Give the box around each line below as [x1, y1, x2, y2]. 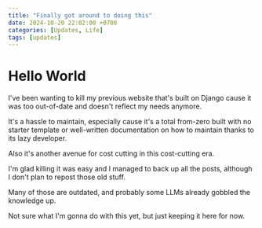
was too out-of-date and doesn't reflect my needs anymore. [8, 101, 202, 111]
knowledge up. [8, 196, 56, 205]
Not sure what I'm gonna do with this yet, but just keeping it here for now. [8, 211, 246, 221]
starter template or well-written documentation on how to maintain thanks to [8, 125, 255, 134]
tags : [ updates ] [8, 33, 61, 42]
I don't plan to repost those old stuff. [8, 172, 126, 182]
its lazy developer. [8, 134, 67, 143]
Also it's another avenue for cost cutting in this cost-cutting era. [8, 149, 215, 158]
